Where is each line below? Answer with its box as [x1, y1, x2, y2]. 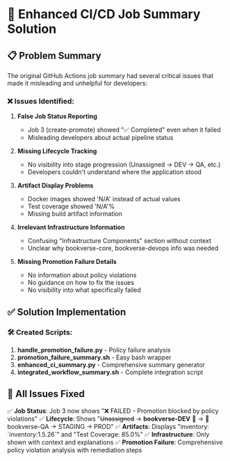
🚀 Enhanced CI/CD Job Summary [7, 6, 201, 22]
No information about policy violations [27, 271, 137, 279]
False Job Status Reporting [17, 112, 97, 120]
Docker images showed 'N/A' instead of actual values [27, 195, 181, 203]
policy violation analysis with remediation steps [7, 446, 142, 454]
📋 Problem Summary [7, 49, 102, 61]
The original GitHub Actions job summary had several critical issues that [7, 72, 214, 79]
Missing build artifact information [27, 210, 123, 218]
